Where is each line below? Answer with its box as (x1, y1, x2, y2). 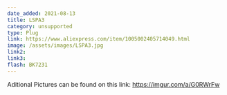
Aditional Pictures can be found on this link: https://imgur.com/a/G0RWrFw (7, 80, 220, 88)
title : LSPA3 (7, 17, 45, 23)
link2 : (7, 49, 26, 56)
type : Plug (7, 29, 39, 36)
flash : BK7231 (7, 61, 48, 68)
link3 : (7, 55, 26, 62)
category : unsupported (7, 23, 73, 30)
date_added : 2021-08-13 (7, 10, 76, 17)
